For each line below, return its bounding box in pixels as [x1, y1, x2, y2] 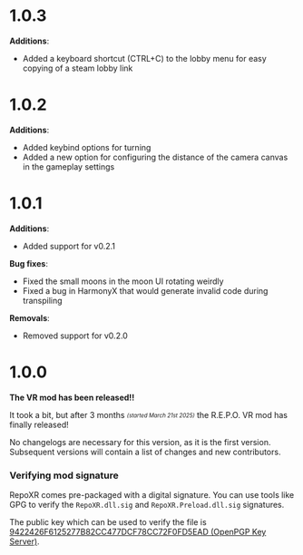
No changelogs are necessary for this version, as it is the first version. [9, 436, 271, 447]
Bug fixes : [9, 258, 48, 268]
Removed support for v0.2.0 [22, 330, 129, 341]
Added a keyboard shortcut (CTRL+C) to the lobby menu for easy [22, 53, 268, 63]
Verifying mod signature [9, 469, 120, 482]
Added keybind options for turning [22, 141, 151, 152]
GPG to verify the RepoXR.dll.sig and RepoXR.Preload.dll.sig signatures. [9, 500, 285, 511]
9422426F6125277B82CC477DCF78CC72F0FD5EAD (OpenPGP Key [9, 527, 267, 538]
